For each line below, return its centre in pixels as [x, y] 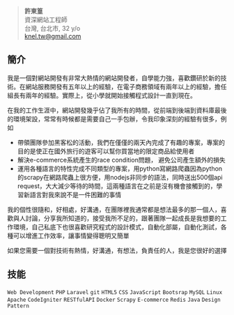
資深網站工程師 [46, 20]
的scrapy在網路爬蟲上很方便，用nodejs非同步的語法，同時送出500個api [120, 177]
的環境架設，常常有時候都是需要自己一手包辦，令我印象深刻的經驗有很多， [114, 118]
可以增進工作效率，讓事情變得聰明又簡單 [71, 236]
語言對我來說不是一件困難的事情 [76, 194]
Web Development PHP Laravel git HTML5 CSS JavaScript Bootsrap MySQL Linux [115, 292]
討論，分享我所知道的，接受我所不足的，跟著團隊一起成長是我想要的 [123, 218]
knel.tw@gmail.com [53, 36]
